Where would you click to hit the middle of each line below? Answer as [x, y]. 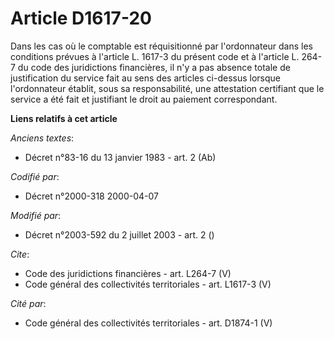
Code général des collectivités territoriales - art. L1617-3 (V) [148, 284]
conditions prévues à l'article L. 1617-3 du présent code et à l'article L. [155, 56]
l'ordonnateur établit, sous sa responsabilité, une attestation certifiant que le [167, 88]
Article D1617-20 [81, 18]
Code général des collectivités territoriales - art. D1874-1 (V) [148, 323]
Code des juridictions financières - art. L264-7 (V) [128, 273]
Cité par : [28, 303]
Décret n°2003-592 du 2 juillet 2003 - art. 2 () [119, 234]
